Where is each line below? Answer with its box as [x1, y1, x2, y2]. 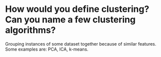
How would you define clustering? [5, 3, 150, 15]
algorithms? [5, 25, 56, 36]
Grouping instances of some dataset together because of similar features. [5, 41, 157, 47]
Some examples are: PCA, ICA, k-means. [5, 46, 88, 52]
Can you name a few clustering [5, 14, 136, 25]
